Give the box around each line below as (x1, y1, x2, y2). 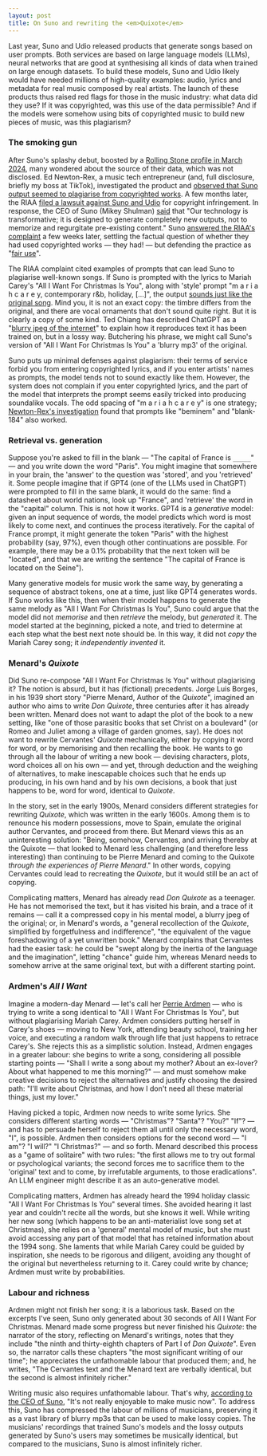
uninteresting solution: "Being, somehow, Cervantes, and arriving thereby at (8, 835, 257, 845)
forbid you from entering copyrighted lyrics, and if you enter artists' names (8, 364, 253, 373)
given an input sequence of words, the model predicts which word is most (8, 512, 252, 522)
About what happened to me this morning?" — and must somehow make (8, 1066, 247, 1076)
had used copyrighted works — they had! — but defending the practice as (8, 240, 252, 250)
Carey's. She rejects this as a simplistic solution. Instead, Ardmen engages (8, 1041, 253, 1051)
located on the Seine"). (8, 563, 84, 573)
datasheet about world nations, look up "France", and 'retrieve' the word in (8, 495, 253, 505)
